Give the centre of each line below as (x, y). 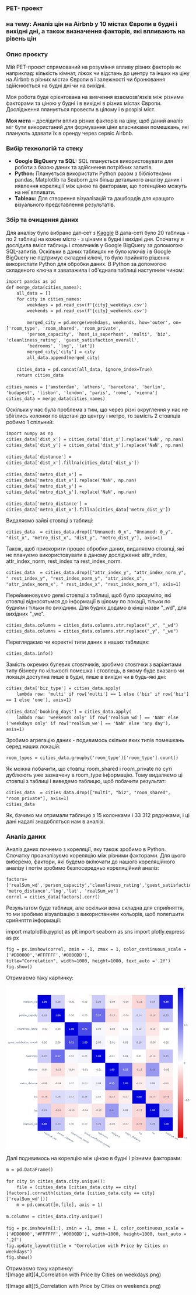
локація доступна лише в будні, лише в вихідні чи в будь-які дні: (86, 676)
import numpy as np (30, 433)
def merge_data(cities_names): (44, 287)
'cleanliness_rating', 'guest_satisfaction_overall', (73, 340)
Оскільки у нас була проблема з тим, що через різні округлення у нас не (97, 409)
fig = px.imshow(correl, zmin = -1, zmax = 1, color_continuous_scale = (96, 949)
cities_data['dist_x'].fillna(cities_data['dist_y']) (73, 463)
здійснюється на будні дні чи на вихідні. (56, 86)
